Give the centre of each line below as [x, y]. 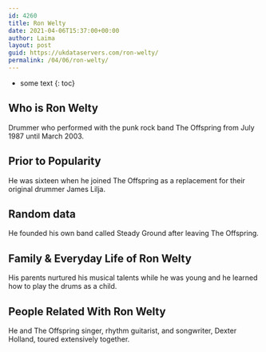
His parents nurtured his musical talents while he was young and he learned [133, 278]
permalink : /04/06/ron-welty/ [59, 61]
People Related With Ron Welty [87, 312]
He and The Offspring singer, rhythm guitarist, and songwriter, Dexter [123, 330]
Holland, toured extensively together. [69, 339]
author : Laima [32, 38]
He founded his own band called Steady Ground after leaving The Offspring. [134, 234]
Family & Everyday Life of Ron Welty [100, 258]
